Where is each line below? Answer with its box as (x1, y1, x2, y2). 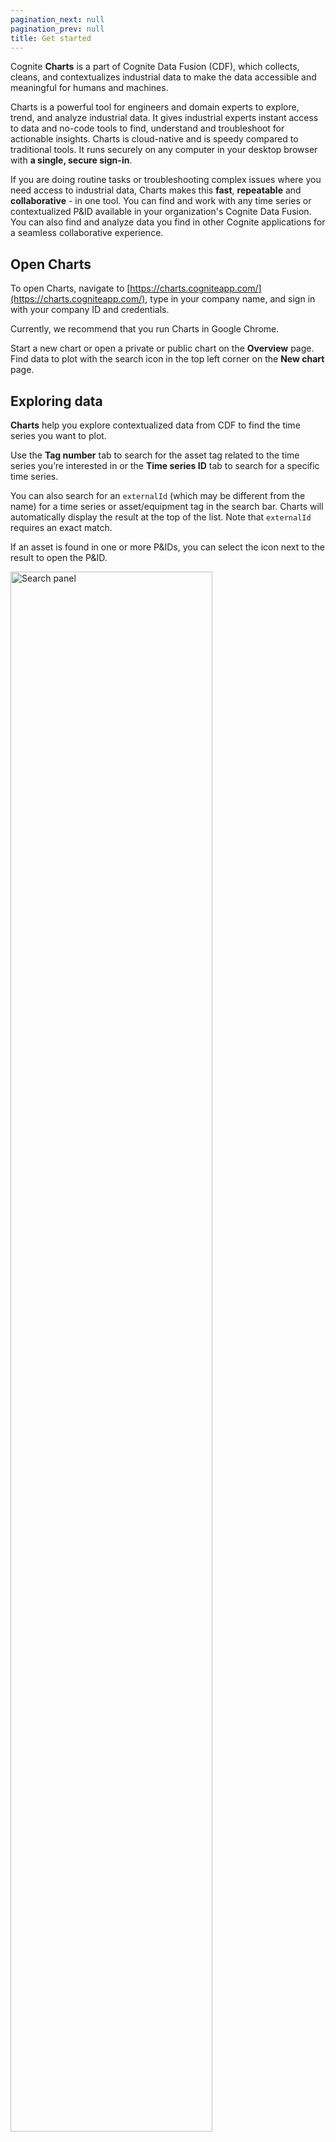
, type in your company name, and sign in (144, 293, 316, 305)
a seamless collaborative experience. (10, 227, 164, 239)
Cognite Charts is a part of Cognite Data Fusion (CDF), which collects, (10, 61, 300, 73)
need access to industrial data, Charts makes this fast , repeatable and (10, 184, 302, 196)
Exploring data (10, 392, 103, 410)
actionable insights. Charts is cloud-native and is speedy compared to (10, 133, 299, 145)
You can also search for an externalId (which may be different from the (10, 490, 306, 501)
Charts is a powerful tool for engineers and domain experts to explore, (10, 101, 300, 113)
